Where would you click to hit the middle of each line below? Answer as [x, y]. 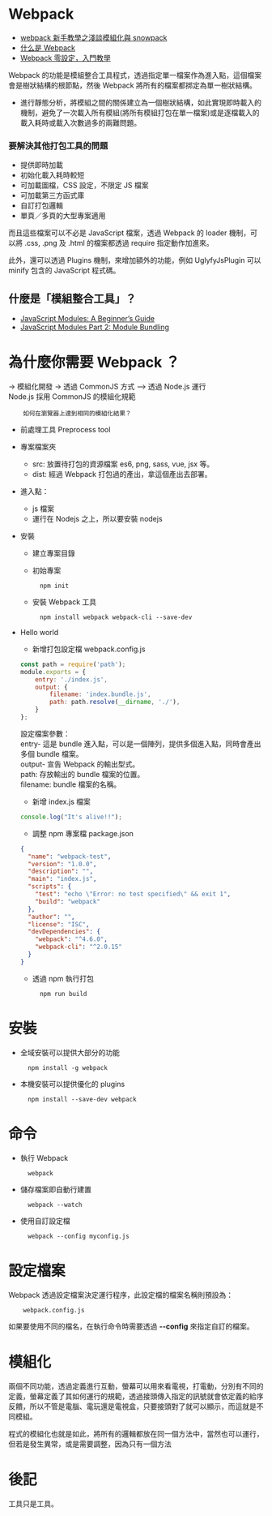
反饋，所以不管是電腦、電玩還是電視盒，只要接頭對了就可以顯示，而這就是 [132, 1406]
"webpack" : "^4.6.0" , [71, 939]
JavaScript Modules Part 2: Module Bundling [95, 327]
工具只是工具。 [33, 1503]
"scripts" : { [50, 887]
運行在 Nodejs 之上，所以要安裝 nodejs [98, 518]
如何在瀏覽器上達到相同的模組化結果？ [77, 413]
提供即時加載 [41, 165]
